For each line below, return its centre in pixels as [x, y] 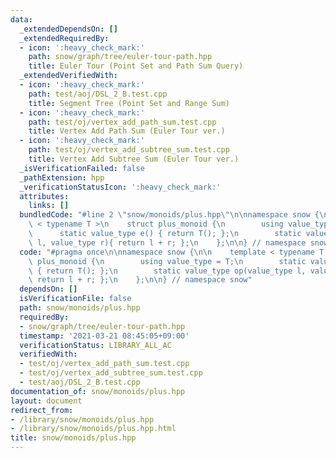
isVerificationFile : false [75, 299]
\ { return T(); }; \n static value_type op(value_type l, [167, 271]
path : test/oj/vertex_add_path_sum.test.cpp [122, 122]
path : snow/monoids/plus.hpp [80, 308]
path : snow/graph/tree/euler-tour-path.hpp [120, 57]
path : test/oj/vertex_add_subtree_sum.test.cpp [129, 150]
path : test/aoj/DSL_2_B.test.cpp [98, 94]
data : [21, 19]
